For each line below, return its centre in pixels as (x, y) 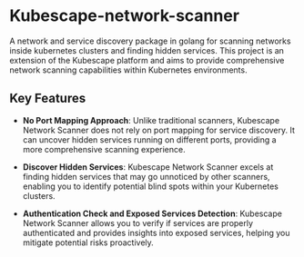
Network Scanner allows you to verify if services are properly (137, 222)
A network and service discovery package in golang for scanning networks (150, 41)
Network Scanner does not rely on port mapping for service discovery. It (159, 130)
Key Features (48, 99)
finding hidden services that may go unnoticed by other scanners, (146, 176)
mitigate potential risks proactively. (88, 242)
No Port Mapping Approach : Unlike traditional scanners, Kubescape (151, 120)
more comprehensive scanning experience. (104, 149)
